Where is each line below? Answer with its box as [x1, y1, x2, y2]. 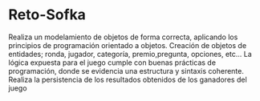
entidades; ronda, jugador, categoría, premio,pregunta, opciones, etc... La [8, 49, 253, 59]
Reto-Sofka [8, 6, 87, 24]
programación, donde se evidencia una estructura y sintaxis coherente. [8, 66, 245, 75]
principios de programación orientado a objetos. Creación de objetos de [8, 40, 247, 50]
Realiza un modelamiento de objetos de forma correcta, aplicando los [8, 32, 238, 42]
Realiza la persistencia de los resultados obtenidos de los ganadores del [8, 75, 247, 84]
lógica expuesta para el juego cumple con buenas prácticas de [8, 58, 217, 67]
